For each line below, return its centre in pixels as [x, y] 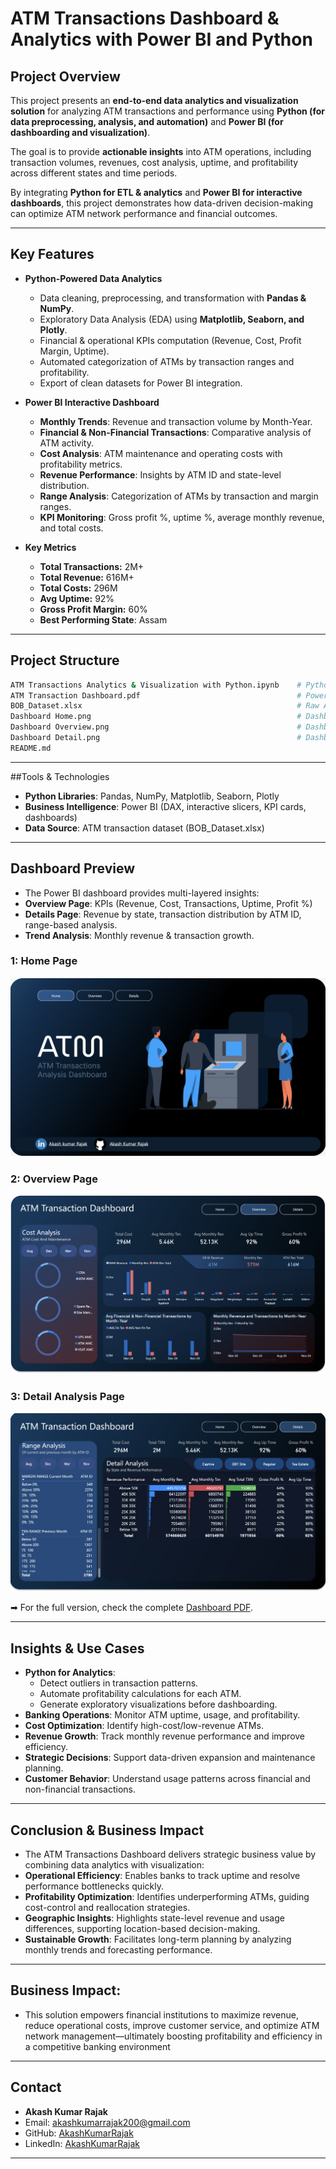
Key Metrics [50, 547]
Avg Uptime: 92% [77, 598]
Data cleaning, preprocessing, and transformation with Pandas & [173, 298]
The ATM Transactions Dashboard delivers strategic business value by [170, 1854]
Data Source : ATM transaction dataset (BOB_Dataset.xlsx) [144, 828]
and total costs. [71, 528]
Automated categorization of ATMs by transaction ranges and [167, 361]
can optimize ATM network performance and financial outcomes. [144, 213]
